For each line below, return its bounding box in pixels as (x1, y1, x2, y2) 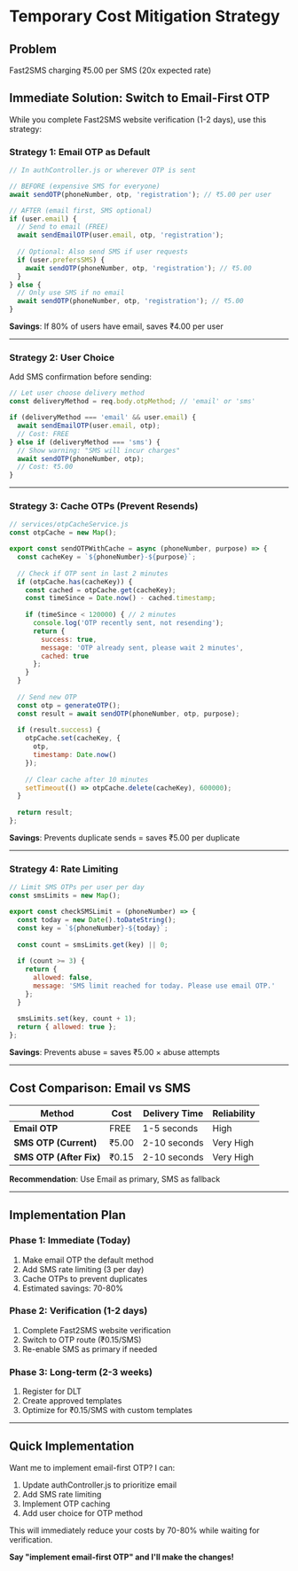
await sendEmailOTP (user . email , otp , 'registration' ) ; (17, 231, 224, 240)
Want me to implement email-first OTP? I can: (9, 1462, 176, 1473)
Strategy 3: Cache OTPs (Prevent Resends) (9, 500, 199, 512)
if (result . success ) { (17, 725, 101, 735)
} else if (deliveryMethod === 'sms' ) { (9, 437, 161, 447)
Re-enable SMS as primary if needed (21, 1343, 158, 1354)
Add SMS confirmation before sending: (9, 371, 153, 382)
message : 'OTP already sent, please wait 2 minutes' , (41, 643, 244, 653)
